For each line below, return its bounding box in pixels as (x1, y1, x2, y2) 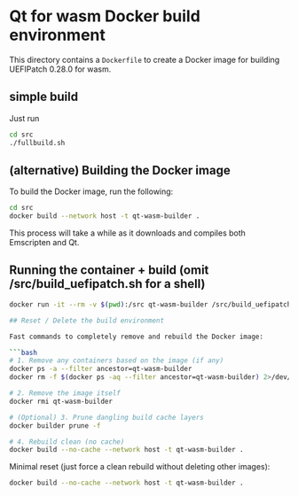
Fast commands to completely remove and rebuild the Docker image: (9, 332, 264, 341)
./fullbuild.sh (9, 138, 66, 147)
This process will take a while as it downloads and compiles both (9, 228, 247, 238)
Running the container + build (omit (9, 263, 209, 278)
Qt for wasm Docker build (9, 6, 201, 27)
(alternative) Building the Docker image (9, 162, 231, 178)
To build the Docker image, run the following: (9, 186, 174, 197)
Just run (9, 112, 40, 123)
